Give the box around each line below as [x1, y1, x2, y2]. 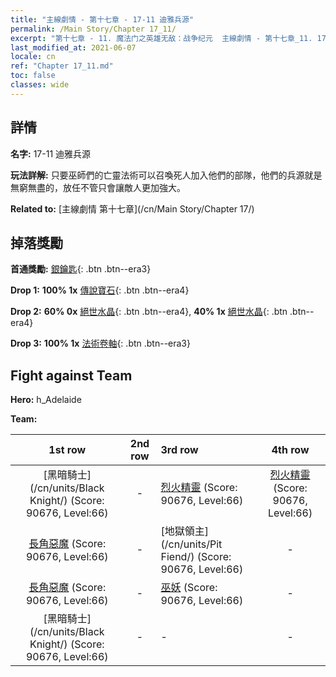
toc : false [10, 71, 56, 81]
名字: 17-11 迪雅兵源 [10, 147, 92, 160]
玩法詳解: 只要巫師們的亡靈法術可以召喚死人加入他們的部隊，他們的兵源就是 [10, 169, 323, 181]
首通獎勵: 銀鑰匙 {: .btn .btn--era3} [10, 263, 152, 275]
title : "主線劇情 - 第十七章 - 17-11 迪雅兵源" [10, 14, 195, 25]
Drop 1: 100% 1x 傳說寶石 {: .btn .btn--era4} [10, 284, 190, 296]
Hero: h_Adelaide [10, 394, 82, 406]
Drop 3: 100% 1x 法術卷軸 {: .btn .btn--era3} [10, 337, 191, 350]
